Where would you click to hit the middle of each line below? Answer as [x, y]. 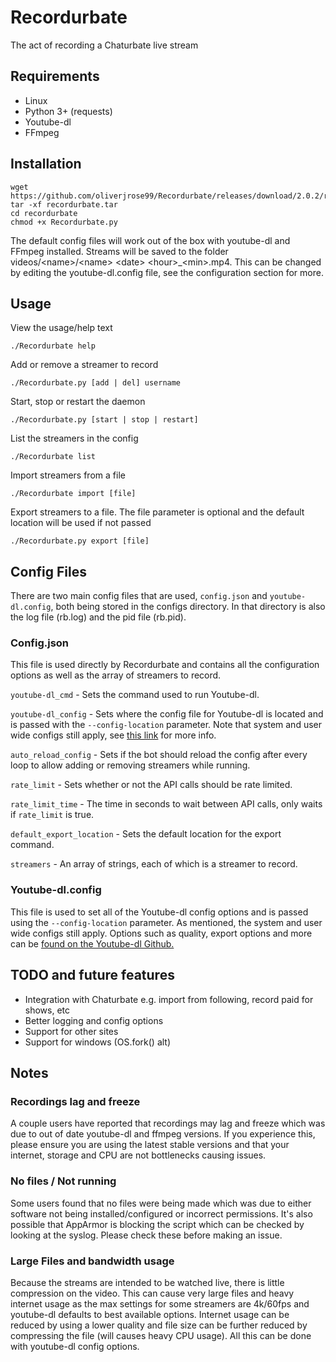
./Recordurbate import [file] [73, 494]
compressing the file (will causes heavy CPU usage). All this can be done [161, 1335]
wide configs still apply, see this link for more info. [113, 735]
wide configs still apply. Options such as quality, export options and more [161, 933]
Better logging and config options [94, 1020]
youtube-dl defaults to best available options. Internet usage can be [150, 1314]
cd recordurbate [44, 213]
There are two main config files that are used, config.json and [139, 596]
